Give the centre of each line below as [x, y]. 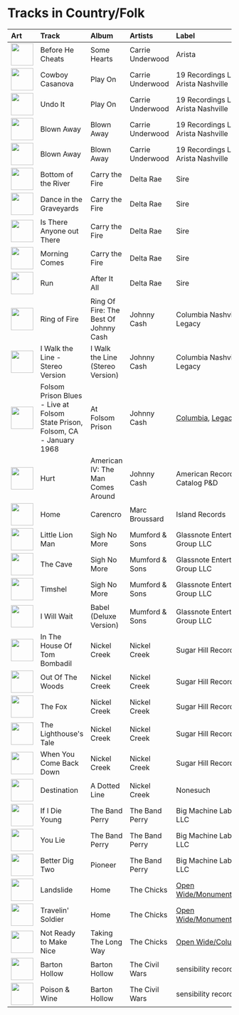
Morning [54, 253]
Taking [101, 932]
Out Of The [59, 677]
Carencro [106, 514]
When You [57, 754]
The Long [106, 942]
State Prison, [62, 422]
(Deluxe [103, 616]
